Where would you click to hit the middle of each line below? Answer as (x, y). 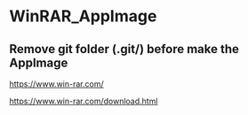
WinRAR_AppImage (83, 16)
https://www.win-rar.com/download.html (84, 101)
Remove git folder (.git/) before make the (124, 49)
